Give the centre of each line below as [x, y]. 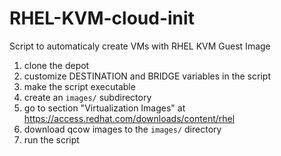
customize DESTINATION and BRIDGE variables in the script [147, 76]
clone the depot [56, 65]
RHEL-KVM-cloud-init [102, 18]
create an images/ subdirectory [87, 97]
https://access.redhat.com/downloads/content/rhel [129, 118]
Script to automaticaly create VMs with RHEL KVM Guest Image [140, 46]
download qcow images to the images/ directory [122, 129]
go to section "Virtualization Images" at [104, 108]
